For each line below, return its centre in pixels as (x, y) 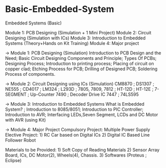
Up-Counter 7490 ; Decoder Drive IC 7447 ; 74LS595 (84, 94)
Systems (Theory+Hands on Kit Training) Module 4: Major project (72, 43)
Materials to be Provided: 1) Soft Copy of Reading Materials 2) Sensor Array (83, 150)
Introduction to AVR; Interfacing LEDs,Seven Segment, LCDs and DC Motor (82, 114)
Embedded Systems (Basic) (34, 23)
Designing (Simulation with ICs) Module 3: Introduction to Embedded (75, 38)
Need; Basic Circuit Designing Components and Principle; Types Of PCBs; (81, 58)
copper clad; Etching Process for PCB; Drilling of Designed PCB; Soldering (81, 69)
